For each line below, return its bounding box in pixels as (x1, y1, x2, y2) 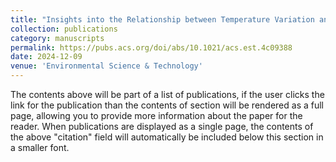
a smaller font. (10, 142, 70, 153)
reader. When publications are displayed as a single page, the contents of (10, 121, 314, 132)
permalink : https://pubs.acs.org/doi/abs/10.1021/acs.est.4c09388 (10, 42, 293, 53)
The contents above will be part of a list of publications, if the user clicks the (10, 89, 325, 100)
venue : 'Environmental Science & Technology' (10, 61, 203, 71)
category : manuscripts (10, 33, 105, 43)
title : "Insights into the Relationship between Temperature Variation (10, 14, 315, 25)
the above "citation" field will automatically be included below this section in (10, 131, 324, 143)
